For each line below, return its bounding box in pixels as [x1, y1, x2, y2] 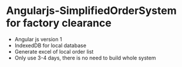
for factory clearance [6, 16, 112, 30]
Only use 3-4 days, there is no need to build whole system [14, 54, 156, 61]
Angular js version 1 [14, 36, 62, 43]
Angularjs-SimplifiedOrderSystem [6, 4, 177, 17]
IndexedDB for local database [14, 42, 87, 49]
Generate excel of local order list [14, 48, 94, 55]
